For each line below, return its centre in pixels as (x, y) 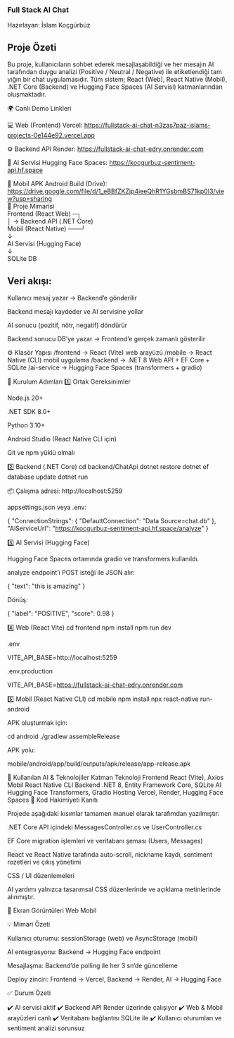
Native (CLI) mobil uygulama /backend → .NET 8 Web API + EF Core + (109, 360)
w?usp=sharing (30, 199)
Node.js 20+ (25, 398)
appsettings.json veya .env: (47, 507)
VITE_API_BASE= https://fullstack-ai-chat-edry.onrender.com (95, 685)
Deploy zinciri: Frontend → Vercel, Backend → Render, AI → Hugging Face (115, 979)
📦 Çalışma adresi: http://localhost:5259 (65, 491)
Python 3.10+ (26, 425)
